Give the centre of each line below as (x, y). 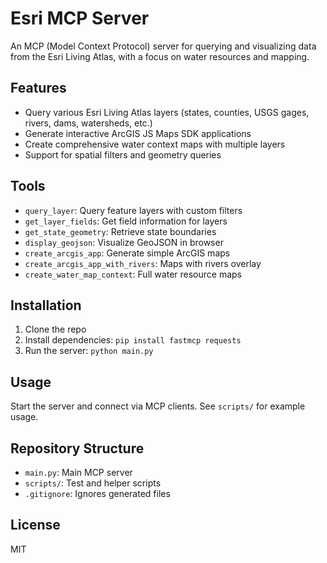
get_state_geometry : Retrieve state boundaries (120, 231)
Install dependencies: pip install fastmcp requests (133, 340)
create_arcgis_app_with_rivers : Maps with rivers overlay (143, 263)
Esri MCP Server (80, 18)
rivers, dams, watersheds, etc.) (88, 123)
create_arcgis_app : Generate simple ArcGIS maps (127, 253)
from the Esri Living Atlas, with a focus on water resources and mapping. (160, 56)
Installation (46, 305)
